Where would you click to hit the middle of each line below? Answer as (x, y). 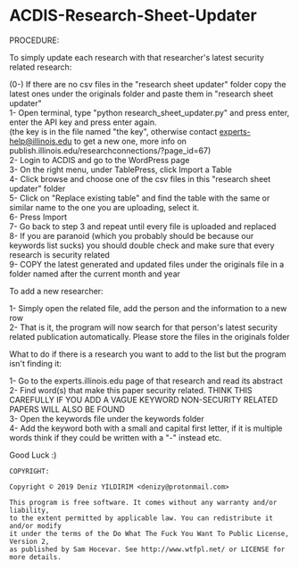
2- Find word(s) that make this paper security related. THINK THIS (131, 390)
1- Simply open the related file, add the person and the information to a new (148, 308)
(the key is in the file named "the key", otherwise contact (113, 131)
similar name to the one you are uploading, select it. (104, 207)
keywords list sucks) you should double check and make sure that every (142, 245)
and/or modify (36, 526)
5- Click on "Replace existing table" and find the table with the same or (140, 198)
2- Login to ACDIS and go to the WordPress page (100, 160)
